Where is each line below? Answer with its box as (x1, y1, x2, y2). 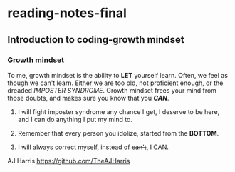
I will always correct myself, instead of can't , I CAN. (17, 143, 169, 151)
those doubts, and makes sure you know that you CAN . (7, 93, 169, 102)
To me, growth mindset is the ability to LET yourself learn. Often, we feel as (7, 71, 228, 79)
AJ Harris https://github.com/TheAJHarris (7, 156, 130, 165)
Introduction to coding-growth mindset (7, 34, 184, 46)
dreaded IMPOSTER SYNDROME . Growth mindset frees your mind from (7, 86, 217, 94)
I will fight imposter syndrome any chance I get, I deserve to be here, (17, 107, 220, 116)
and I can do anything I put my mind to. (17, 115, 133, 123)
